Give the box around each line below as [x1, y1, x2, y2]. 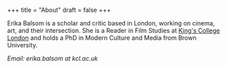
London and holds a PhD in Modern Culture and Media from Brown [7, 34, 197, 42]
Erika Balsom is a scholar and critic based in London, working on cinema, [7, 19, 215, 27]
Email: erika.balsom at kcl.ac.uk [7, 54, 98, 63]
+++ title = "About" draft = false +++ [7, 6, 111, 14]
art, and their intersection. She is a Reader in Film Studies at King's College [7, 27, 220, 34]
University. [7, 41, 38, 49]
